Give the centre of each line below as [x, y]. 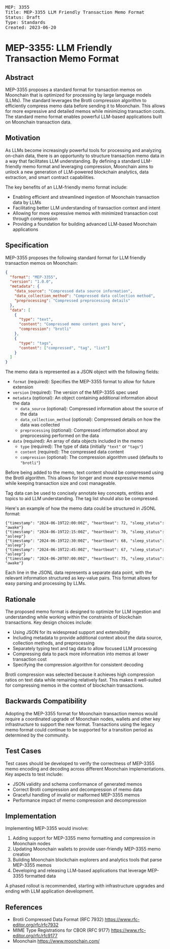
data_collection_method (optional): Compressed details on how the [90, 419]
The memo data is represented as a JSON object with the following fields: [82, 372]
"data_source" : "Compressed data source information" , [74, 291]
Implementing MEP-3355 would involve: [47, 829]
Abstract [20, 78]
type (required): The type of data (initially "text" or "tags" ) [81, 446]
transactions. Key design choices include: [49, 622]
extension [23, 387]
